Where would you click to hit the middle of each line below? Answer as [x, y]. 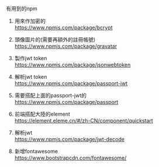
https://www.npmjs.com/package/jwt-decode [69, 139]
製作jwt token [31, 58]
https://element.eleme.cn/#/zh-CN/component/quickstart [84, 121]
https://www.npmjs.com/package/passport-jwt [71, 83]
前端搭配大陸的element [42, 114]
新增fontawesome [36, 151]
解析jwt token [31, 77]
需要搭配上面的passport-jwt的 [50, 95]
